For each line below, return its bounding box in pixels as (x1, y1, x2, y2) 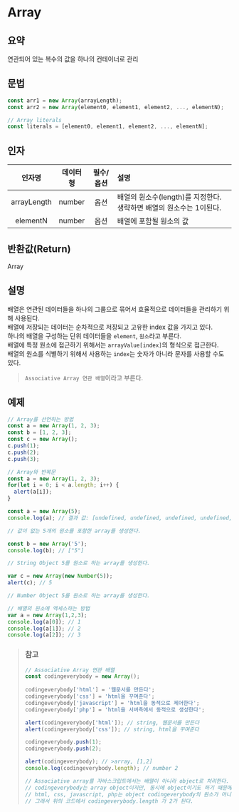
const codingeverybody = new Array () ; (24, 673, 140, 680)
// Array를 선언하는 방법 (7, 415, 74, 423)
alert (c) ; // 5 (7, 579, 53, 587)
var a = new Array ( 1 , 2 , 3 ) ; (7, 611, 87, 619)
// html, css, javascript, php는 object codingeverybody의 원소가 (24, 791, 218, 798)
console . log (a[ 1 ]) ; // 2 (7, 625, 81, 632)
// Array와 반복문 (7, 468, 56, 475)
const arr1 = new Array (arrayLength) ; (7, 97, 122, 104)
